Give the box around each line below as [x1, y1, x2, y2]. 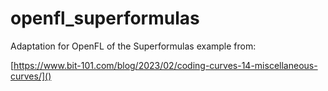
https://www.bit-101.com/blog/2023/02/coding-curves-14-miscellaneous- [13, 59, 318, 71]
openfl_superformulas [10, 7, 200, 30]
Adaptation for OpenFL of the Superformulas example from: [10, 40, 257, 52]
